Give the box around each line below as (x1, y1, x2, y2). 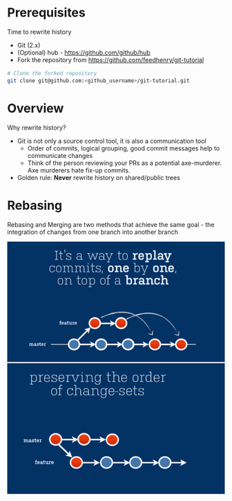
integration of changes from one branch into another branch (7, 228, 178, 236)
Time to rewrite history (7, 28, 72, 36)
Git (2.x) (17, 41, 41, 49)
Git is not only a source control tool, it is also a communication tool (17, 137, 207, 145)
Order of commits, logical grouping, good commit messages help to (27, 144, 220, 153)
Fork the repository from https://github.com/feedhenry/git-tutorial (17, 55, 204, 63)
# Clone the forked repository (7, 70, 97, 77)
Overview (7, 100, 64, 116)
